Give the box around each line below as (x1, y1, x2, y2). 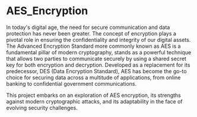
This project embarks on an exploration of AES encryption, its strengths (6, 92, 181, 99)
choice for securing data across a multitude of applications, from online (6, 74, 181, 81)
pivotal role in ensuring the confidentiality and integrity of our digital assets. (6, 36, 191, 43)
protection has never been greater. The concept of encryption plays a (6, 30, 177, 37)
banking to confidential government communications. (6, 80, 137, 87)
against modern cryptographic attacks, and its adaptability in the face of (6, 97, 183, 105)
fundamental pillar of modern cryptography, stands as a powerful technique (6, 48, 192, 56)
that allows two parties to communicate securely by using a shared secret (6, 55, 187, 62)
